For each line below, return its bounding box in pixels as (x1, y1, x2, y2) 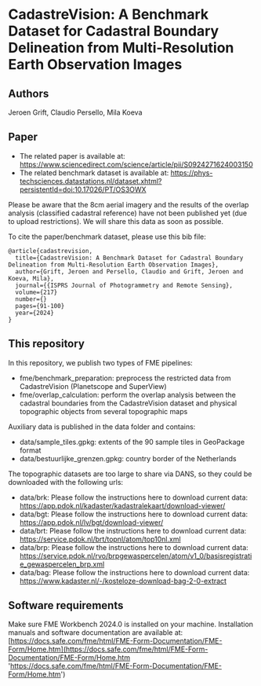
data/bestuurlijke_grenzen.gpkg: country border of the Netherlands (19, 453, 237, 463)
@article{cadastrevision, (8, 247, 92, 255)
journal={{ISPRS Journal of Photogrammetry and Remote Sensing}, (15, 281, 234, 289)
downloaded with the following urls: (8, 477, 124, 486)
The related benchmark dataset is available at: (19, 167, 169, 178)
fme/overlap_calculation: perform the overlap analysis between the (19, 390, 237, 399)
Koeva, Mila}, (8, 274, 55, 282)
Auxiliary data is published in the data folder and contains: (8, 422, 196, 431)
